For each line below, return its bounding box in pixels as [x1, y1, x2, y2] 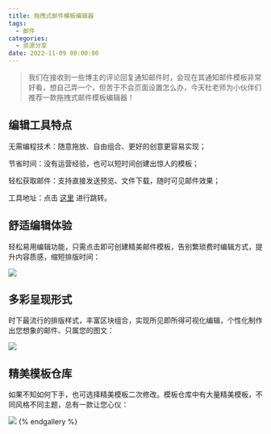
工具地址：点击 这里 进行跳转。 [8, 193, 111, 202]
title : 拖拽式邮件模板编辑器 [8, 11, 94, 20]
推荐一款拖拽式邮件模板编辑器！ [27, 93, 135, 102]
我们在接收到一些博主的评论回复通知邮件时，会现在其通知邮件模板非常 [27, 73, 262, 81]
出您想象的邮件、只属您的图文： [8, 326, 115, 336]
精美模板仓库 [8, 366, 73, 380]
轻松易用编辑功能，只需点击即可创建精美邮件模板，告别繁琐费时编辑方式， [8, 241, 256, 251]
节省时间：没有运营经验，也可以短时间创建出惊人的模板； [8, 158, 199, 168]
